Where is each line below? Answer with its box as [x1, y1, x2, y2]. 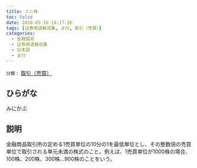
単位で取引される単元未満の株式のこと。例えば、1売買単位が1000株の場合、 [6, 148, 191, 155]
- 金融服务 [11, 36, 35, 42]
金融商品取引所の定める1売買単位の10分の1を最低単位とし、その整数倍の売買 [6, 141, 192, 148]
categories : [6, 31, 35, 37]
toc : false [6, 14, 33, 20]
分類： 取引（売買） [6, 69, 52, 77]
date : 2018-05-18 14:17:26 [6, 19, 73, 25]
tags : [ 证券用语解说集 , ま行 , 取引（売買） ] [6, 25, 102, 31]
